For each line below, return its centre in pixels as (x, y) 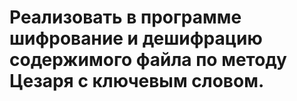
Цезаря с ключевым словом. (137, 81)
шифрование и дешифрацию (136, 38)
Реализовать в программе (125, 17)
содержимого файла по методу (148, 60)
